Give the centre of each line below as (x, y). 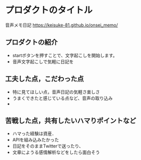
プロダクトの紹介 (31, 42)
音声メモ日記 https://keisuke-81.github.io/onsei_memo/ (62, 25)
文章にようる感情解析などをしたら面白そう (56, 152)
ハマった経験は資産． (34, 133)
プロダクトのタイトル (49, 10)
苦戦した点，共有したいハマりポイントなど (70, 120)
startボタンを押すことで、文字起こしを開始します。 (65, 55)
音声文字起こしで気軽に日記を (43, 61)
